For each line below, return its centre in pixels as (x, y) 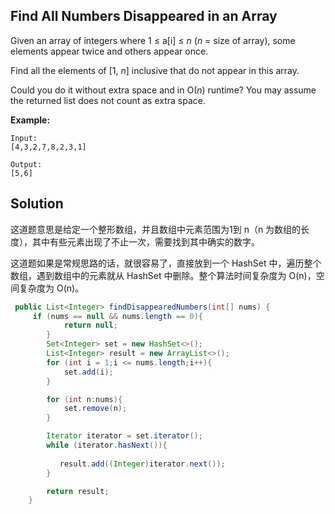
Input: (24, 138)
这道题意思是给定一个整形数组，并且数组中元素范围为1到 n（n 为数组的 (156, 229)
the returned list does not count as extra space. (108, 100)
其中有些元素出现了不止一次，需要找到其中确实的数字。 (145, 241)
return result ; (78, 491)
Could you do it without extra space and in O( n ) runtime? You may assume (163, 90)
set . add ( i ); (88, 372)
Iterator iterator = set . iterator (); (124, 436)
